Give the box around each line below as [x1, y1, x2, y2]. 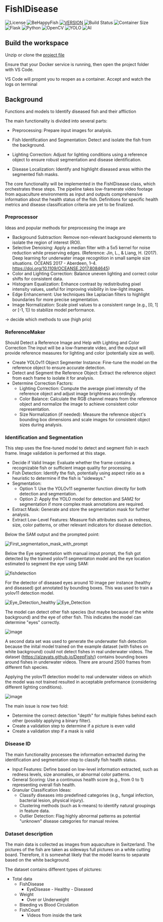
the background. [12, 142, 45, 148]
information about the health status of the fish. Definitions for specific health [5, 196, 158, 202]
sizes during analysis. [19, 422, 63, 428]
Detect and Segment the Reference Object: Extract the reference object [12, 370, 156, 376]
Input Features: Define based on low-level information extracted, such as [12, 766, 159, 772]
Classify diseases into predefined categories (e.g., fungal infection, [19, 792, 154, 798]
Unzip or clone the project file [5, 52, 65, 58]
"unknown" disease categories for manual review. [19, 818, 119, 824]
